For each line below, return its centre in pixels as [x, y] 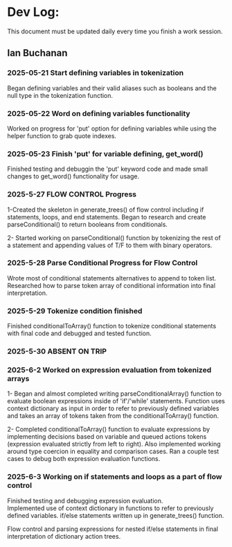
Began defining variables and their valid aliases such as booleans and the [112, 88]
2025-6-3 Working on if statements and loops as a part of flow [115, 477]
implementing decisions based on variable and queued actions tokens [107, 437]
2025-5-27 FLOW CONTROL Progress [72, 194]
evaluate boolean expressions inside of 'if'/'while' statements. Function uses [116, 401]
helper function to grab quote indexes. [62, 135]
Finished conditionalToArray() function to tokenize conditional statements [112, 326]
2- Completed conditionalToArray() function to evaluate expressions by [108, 429]
